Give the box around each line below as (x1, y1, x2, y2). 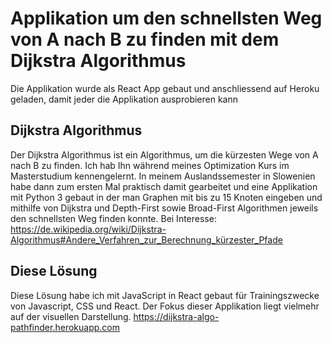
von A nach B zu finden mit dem (10, 28, 280, 51)
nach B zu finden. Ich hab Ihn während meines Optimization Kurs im (10, 159, 290, 171)
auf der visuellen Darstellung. (10, 310, 132, 322)
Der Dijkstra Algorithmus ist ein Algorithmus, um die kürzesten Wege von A (10, 148, 319, 161)
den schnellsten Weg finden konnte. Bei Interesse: (10, 212, 217, 224)
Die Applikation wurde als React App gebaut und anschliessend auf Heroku (10, 82, 320, 94)
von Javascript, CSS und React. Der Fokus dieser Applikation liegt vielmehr (10, 300, 320, 312)
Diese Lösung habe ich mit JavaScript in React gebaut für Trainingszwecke (10, 289, 320, 301)
